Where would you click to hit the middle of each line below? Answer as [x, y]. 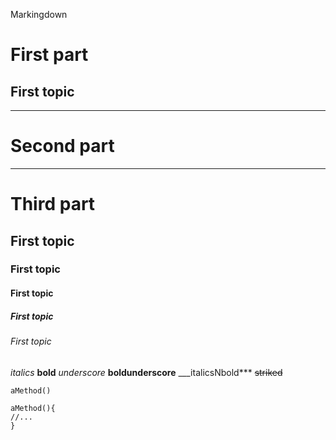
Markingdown [39, 14]
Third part [53, 204]
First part [49, 55]
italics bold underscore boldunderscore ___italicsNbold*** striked [146, 372]
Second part [62, 146]
